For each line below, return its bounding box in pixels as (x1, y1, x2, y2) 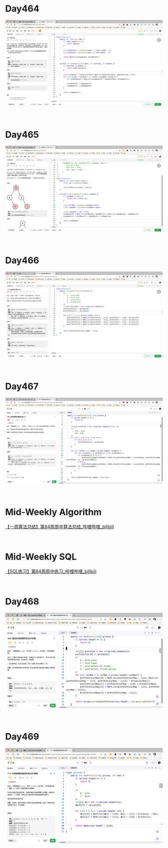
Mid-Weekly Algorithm (5, 506, 102, 518)
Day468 (5, 596, 39, 607)
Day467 (5, 381, 39, 392)
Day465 (5, 129, 39, 140)
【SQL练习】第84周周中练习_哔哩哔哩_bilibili (5, 568, 96, 574)
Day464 (5, 3, 39, 15)
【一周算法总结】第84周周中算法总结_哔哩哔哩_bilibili (5, 524, 114, 530)
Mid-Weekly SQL (5, 551, 77, 563)
